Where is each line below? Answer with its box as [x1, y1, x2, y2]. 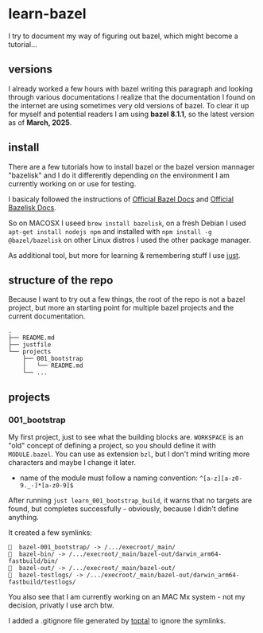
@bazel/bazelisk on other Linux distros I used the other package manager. [8, 235, 252, 244]
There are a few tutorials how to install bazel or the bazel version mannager [8, 162, 256, 171]
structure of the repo [8, 273, 114, 287]
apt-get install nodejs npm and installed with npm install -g [8, 226, 212, 236]
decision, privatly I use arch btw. [8, 600, 114, 610]
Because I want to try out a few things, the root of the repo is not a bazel [8, 295, 246, 304]
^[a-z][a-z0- [199, 475, 243, 483]
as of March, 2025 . [8, 117, 72, 127]
